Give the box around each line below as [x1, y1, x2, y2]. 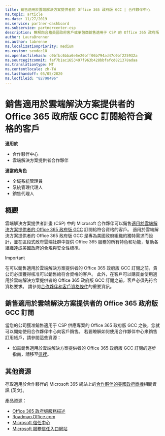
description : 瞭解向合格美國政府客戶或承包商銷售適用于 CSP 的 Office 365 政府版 [5, 30, 160, 35]
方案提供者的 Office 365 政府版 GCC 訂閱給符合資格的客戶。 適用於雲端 [9, 226, 155, 232]
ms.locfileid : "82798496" [5, 76, 58, 81]
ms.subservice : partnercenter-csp [5, 26, 76, 31]
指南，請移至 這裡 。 [12, 351, 52, 357]
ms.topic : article [5, 12, 43, 17]
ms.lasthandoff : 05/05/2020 [5, 71, 63, 76]
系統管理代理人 [12, 184, 43, 190]
